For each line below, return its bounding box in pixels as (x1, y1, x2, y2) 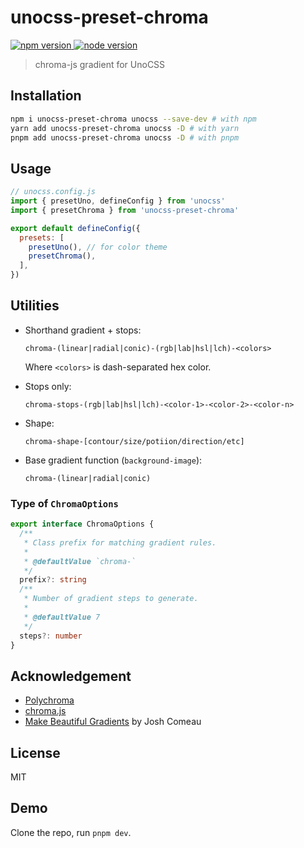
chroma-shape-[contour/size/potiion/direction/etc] (24, 436, 245, 446)
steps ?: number (19, 631, 83, 641)
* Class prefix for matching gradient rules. (23, 537, 217, 548)
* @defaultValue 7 (23, 612, 101, 622)
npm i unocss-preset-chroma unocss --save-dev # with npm (10, 114, 257, 124)
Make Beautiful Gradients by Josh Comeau (24, 716, 202, 728)
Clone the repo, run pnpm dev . (10, 826, 132, 838)
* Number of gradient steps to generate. (23, 594, 199, 604)
